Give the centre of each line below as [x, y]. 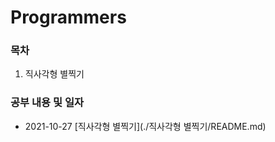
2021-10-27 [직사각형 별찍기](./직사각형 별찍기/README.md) [145, 126]
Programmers [68, 17]
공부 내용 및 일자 [47, 103]
